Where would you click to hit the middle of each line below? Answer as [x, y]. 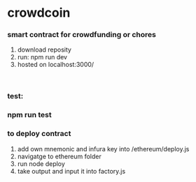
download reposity [44, 50]
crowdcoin [39, 13]
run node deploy [41, 164]
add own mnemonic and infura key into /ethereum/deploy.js [103, 149]
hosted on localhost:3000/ [56, 65]
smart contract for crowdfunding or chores [82, 35]
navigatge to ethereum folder [59, 156]
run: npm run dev [42, 57]
